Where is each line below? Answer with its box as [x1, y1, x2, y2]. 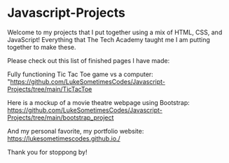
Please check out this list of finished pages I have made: [7, 56, 170, 64]
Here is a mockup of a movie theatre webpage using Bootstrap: [7, 98, 190, 106]
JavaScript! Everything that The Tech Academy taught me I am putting [7, 35, 210, 43]
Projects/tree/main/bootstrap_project [7, 113, 114, 122]
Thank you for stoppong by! [7, 148, 88, 156]
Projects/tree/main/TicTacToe [7, 85, 92, 93]
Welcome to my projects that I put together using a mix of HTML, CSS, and [7, 28, 223, 36]
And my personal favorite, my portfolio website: [7, 127, 144, 135]
